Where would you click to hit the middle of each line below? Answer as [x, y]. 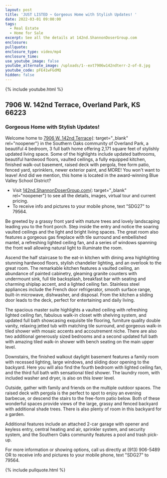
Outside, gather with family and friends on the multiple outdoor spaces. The [83, 387]
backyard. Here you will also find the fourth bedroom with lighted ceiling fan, [84, 367]
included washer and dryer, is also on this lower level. [60, 378]
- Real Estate [24, 29]
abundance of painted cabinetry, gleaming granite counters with [71, 273]
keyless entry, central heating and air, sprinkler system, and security [75, 429]
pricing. [20, 201]
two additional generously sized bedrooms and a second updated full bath [82, 336]
